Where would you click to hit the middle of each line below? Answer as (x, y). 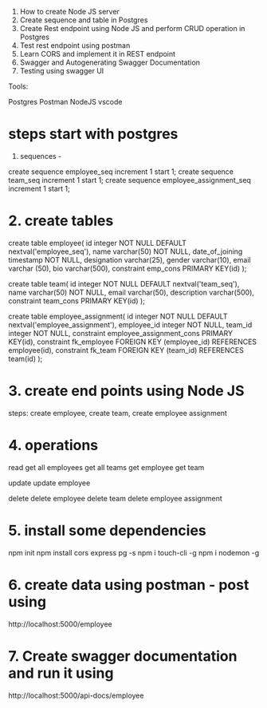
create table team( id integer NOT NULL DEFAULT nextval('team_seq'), (124, 283)
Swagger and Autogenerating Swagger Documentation (110, 62)
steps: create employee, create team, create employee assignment (118, 413)
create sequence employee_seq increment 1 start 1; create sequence (121, 172)
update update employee (49, 483)
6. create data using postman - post (129, 585)
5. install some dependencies (108, 530)
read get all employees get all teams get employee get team (106, 467)
